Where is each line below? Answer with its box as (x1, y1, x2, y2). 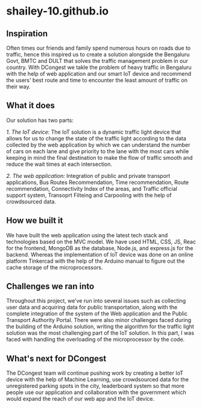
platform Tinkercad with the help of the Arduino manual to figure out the (6, 257, 185, 265)
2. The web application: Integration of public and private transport (6, 172, 171, 179)
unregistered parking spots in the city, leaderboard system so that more (6, 383, 185, 390)
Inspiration (6, 28, 48, 39)
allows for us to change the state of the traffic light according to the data (6, 134, 187, 142)
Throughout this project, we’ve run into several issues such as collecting (6, 297, 186, 304)
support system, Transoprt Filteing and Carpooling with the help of (6, 191, 172, 199)
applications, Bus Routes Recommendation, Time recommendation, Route (6, 179, 189, 186)
